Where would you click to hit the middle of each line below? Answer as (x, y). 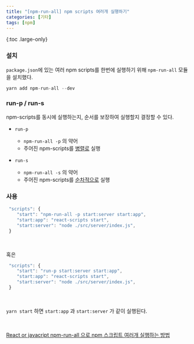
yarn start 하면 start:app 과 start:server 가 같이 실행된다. (77, 311)
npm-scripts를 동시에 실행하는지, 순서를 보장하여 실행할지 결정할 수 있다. (90, 117)
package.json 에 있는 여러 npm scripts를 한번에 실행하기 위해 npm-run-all (92, 70)
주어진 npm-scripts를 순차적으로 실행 (67, 179)
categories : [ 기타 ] (29, 17)
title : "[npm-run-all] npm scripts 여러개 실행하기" (68, 12)
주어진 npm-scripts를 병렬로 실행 (62, 148)
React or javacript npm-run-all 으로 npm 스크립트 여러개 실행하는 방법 (88, 335)
